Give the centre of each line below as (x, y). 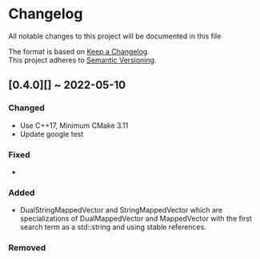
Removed (27, 248)
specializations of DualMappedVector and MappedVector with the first (136, 219)
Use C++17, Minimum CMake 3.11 (74, 126)
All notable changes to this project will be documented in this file (115, 36)
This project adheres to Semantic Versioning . (82, 60)
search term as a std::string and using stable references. (113, 227)
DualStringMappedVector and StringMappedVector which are (121, 210)
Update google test (52, 133)
